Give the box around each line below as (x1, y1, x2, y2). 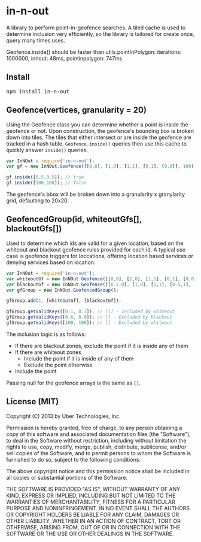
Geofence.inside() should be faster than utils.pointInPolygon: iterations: (6, 48, 182, 55)
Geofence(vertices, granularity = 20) (6, 105, 147, 115)
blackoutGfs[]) (6, 223, 62, 234)
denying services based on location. (6, 259, 96, 266)
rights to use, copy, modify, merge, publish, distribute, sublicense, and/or (6, 443, 187, 450)
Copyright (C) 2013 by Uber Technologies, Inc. (6, 412, 121, 420)
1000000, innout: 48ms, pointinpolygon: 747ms (6, 54, 123, 62)
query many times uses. (6, 37, 66, 44)
